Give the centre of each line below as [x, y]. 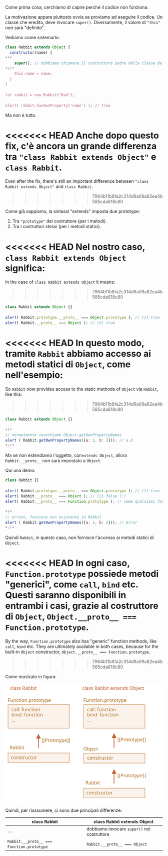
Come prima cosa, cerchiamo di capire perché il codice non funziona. [77, 7]
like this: [14, 394]
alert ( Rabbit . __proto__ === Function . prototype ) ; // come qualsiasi [80, 501]
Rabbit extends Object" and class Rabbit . [49, 187]
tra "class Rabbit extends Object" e [81, 156]
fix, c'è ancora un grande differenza [81, 146]
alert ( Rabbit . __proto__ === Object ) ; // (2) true [60, 323]
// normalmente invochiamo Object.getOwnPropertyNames [63, 435]
